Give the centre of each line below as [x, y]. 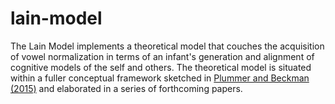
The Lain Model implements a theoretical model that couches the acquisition [167, 46]
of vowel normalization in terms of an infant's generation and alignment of [162, 56]
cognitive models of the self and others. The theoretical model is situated [161, 67]
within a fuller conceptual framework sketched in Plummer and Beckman [160, 78]
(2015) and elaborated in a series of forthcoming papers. [126, 88]
